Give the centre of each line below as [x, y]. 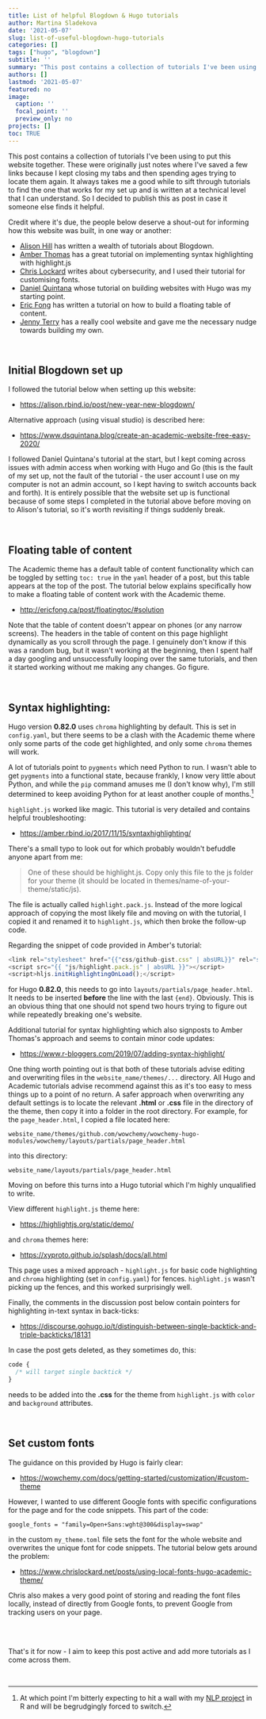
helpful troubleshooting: [47, 817]
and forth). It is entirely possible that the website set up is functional [119, 493]
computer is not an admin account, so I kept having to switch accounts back [133, 484]
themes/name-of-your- [192, 880]
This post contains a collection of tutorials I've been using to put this [120, 156]
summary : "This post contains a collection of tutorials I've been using [133, 67]
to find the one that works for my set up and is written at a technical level [127, 190]
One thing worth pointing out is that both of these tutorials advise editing [127, 1069]
